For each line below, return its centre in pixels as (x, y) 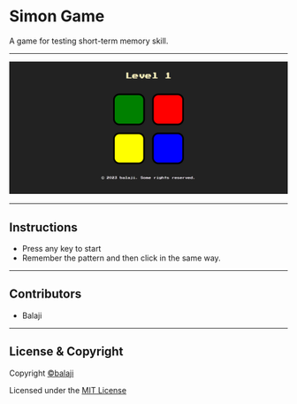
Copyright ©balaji (42, 373)
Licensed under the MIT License (68, 390)
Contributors (46, 294)
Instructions (43, 227)
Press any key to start (61, 248)
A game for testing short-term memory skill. (89, 41)
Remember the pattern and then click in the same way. (121, 258)
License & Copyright (66, 352)
